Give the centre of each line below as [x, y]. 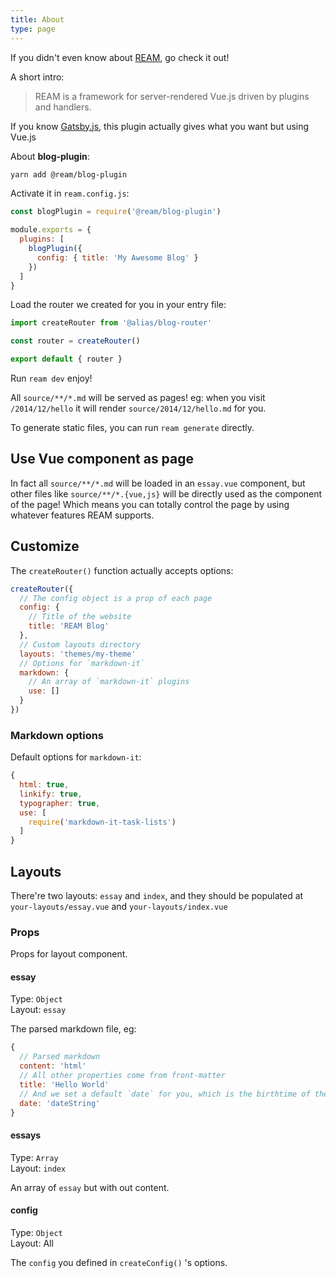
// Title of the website [80, 617]
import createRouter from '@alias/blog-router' [111, 323]
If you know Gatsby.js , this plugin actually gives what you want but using [160, 126]
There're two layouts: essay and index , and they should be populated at [157, 895]
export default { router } [66, 359]
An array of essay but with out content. [90, 1187]
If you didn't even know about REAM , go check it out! [120, 57]
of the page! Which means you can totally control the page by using [150, 504]
